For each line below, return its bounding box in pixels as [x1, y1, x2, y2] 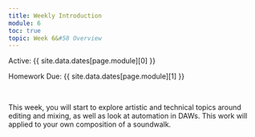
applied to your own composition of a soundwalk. [8, 119, 172, 129]
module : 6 [8, 19, 42, 27]
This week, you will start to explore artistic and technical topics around [8, 103, 242, 112]
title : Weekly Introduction [8, 11, 103, 20]
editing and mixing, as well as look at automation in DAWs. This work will [8, 111, 248, 121]
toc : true [8, 26, 42, 34]
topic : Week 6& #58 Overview [8, 34, 103, 42]
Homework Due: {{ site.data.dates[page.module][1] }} [8, 71, 185, 81]
